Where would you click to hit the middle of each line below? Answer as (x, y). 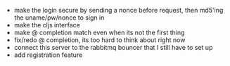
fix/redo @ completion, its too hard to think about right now (100, 40)
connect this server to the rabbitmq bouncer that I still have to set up (113, 47)
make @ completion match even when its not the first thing (99, 32)
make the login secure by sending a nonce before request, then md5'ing (119, 10)
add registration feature (48, 55)
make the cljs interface (47, 25)
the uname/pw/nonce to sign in (59, 18)
